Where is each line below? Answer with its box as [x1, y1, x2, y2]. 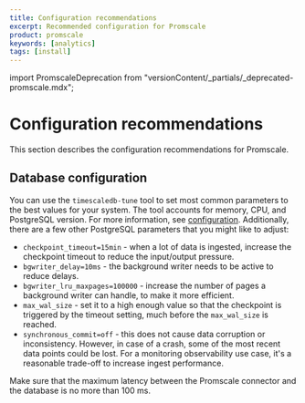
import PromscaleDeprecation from [9, 72, 142, 83]
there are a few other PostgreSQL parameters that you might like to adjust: [9, 223, 289, 234]
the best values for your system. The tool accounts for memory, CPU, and [9, 204, 287, 215]
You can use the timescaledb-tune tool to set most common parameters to [9, 194, 289, 205]
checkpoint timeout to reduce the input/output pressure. [22, 251, 235, 262]
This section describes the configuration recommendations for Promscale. [9, 144, 289, 155]
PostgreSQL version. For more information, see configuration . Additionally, [9, 213, 289, 224]
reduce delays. [22, 270, 79, 281]
